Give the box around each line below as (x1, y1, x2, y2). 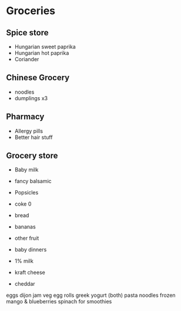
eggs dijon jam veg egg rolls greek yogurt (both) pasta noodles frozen (6, 292, 176, 299)
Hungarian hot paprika (14, 49, 69, 57)
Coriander (14, 56, 39, 62)
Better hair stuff (14, 134, 53, 141)
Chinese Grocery (6, 72, 70, 83)
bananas (14, 223, 36, 230)
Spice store (6, 28, 49, 38)
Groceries (6, 4, 56, 18)
